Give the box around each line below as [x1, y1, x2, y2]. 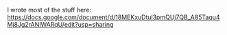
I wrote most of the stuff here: [7, 6, 91, 14]
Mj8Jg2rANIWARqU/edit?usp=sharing [7, 21, 114, 28]
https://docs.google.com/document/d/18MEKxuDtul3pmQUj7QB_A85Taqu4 [7, 13, 221, 21]
